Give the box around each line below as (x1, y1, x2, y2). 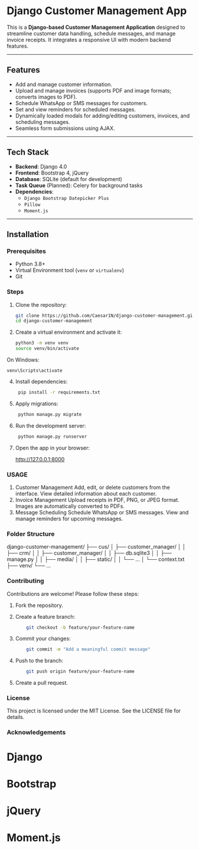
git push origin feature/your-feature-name (26, 668, 135, 675)
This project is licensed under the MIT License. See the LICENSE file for (6, 707, 181, 714)
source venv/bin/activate (15, 346, 79, 352)
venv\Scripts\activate (6, 367, 63, 374)
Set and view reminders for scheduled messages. (15, 106, 136, 113)
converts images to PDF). (15, 93, 77, 100)
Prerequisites (6, 247, 46, 255)
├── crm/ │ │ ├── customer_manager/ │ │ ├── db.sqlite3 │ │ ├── (6, 550, 172, 557)
